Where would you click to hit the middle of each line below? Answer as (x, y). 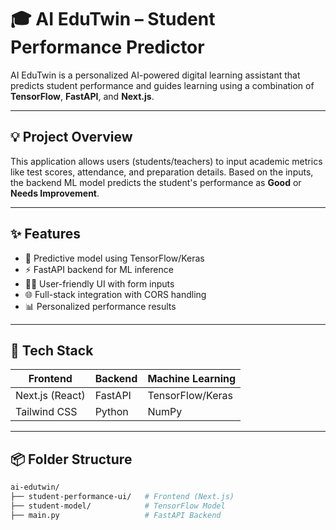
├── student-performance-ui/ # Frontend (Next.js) (122, 497)
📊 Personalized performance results (100, 306)
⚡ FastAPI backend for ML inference (99, 269)
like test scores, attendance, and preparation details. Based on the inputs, (162, 172)
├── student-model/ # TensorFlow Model (118, 506)
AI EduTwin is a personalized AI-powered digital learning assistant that (155, 75)
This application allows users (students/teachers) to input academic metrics (166, 161)
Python (111, 412)
